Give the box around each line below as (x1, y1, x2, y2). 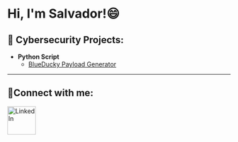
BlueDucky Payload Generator (28, 60, 117, 69)
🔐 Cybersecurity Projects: (7, 34, 124, 46)
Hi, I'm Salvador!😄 (7, 6, 120, 22)
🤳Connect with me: (7, 87, 93, 99)
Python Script (17, 52, 59, 61)
